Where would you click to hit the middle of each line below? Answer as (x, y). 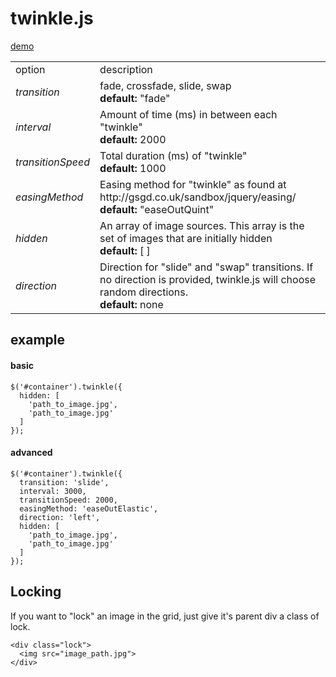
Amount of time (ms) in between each (188, 114)
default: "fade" (135, 98)
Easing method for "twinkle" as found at (193, 184)
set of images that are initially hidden (186, 238)
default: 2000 (133, 139)
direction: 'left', (60, 517)
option (30, 69)
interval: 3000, (53, 491)
